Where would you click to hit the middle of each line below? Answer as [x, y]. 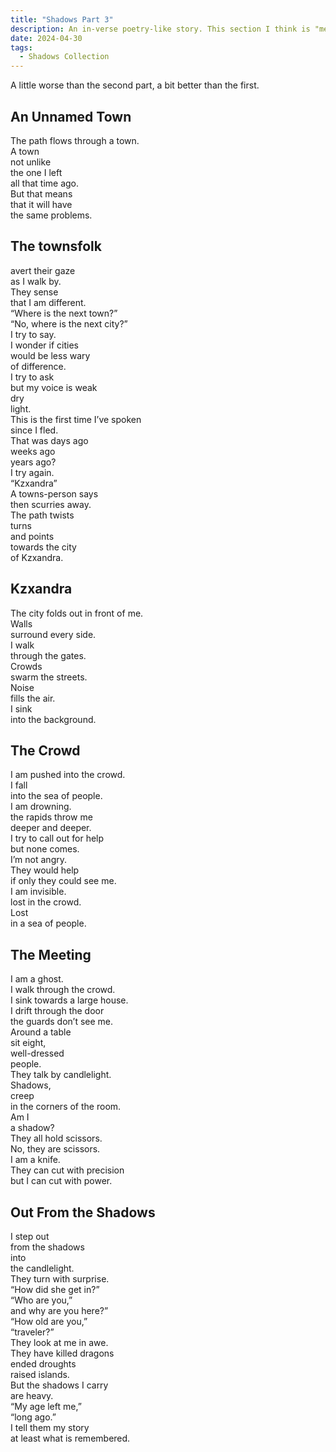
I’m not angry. [38, 860]
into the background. [53, 719]
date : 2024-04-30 [46, 38]
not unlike [31, 162]
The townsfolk [56, 246]
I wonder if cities [44, 345]
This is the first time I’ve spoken [76, 419]
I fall [19, 785]
